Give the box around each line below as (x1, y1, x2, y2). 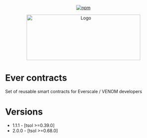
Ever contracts (5, 72, 67, 83)
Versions (5, 106, 43, 117)
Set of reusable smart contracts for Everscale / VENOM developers (5, 89, 143, 95)
